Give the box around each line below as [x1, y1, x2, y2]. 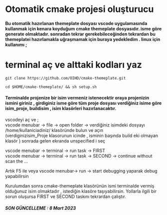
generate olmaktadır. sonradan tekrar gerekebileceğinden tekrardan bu [5, 31, 156, 37]
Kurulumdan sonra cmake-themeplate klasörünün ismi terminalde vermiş [5, 182, 155, 188]
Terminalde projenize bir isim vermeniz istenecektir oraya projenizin [5, 95, 150, 101]
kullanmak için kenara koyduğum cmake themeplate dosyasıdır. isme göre [5, 25, 162, 31]
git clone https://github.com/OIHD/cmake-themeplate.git [5, 75, 126, 80]
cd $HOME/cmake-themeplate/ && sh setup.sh [5, 84, 97, 89]
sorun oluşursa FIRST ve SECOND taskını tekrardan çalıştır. [5, 193, 126, 199]
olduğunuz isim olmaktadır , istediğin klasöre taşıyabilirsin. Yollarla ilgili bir [5, 188, 157, 194]
